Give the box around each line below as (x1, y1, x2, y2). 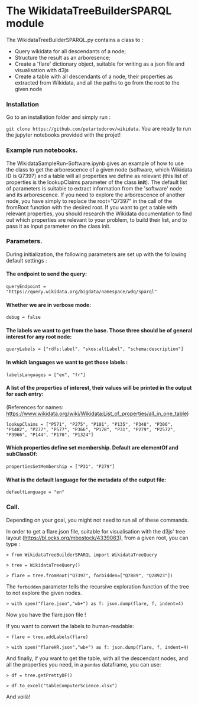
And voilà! (6, 693, 31, 700)
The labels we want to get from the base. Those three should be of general (6, 326, 193, 334)
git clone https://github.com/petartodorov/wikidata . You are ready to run (6, 125, 191, 132)
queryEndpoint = (6, 284, 46, 290)
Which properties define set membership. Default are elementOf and (6, 444, 178, 451)
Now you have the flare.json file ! (6, 611, 87, 618)
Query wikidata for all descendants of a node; (14, 47, 126, 54)
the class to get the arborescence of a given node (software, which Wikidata (6, 166, 193, 173)
